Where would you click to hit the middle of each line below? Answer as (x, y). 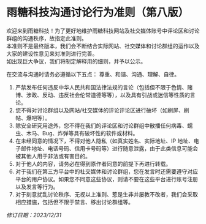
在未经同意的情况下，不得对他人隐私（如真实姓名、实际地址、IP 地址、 (105, 141)
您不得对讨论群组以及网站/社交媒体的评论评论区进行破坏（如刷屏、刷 (102, 110)
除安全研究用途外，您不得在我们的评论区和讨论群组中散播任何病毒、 (101, 125)
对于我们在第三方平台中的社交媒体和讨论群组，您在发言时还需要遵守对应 (106, 171)
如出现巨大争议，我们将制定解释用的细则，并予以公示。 (76, 61)
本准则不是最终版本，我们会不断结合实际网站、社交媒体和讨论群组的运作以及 (103, 46)
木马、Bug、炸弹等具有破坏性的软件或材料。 (82, 133)
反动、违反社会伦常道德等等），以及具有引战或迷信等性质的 (116, 95)
